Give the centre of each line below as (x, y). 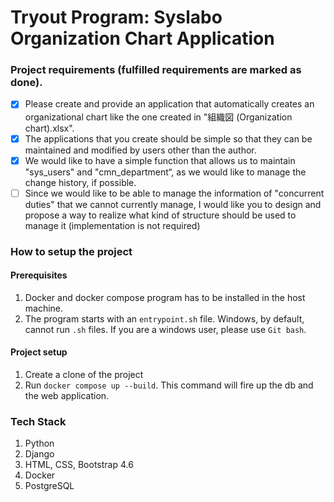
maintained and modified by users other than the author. (140, 150)
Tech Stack (38, 421)
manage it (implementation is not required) (112, 225)
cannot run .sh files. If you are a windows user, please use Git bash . (165, 329)
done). (26, 83)
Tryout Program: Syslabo (116, 17)
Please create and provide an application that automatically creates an (169, 104)
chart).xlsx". (49, 128)
